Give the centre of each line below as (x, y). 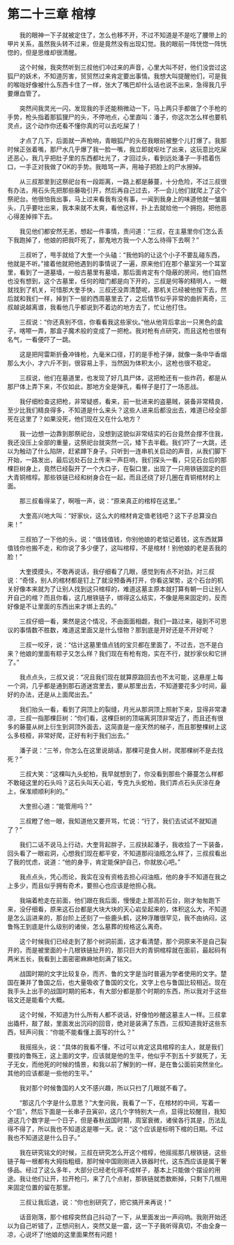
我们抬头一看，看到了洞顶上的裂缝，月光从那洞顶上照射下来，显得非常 (120, 709)
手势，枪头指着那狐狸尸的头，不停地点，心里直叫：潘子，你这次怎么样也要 (114, 117)
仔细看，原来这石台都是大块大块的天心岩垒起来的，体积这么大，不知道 (126, 909)
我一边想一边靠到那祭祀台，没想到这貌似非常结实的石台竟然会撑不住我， (123, 433)
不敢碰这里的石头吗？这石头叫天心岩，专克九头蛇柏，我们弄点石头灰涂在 (111, 782)
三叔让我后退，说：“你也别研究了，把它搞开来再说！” (95, 1202)
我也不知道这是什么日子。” (44, 1138)
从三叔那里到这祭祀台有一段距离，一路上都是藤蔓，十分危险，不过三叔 (120, 181)
